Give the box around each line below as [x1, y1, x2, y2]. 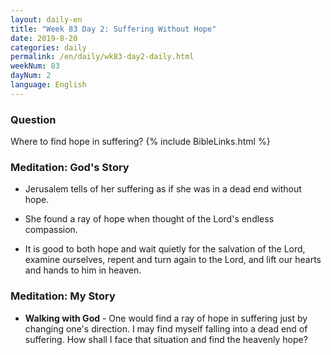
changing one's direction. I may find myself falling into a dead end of [24, 322, 308, 335]
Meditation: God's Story [10, 160, 130, 174]
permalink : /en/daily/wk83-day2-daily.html [10, 52, 195, 62]
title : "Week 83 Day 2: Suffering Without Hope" [10, 24, 217, 34]
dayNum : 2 [10, 71, 52, 81]
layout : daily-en [10, 14, 83, 25]
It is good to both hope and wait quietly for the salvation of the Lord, [24, 243, 306, 255]
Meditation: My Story [10, 289, 116, 303]
